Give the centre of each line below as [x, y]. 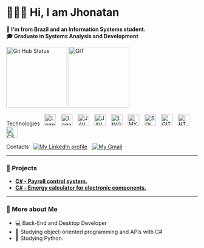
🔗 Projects [22, 168]
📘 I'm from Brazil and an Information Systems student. [76, 29]
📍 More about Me [32, 209]
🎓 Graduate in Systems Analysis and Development [72, 36]
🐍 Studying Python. [39, 238]
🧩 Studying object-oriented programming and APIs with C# [89, 232]
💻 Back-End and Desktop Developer [61, 223]
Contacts [18, 146]
